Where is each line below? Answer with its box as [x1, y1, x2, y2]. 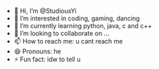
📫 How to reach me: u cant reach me [13, 37, 123, 45]
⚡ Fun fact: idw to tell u [13, 55, 81, 63]
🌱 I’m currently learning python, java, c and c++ [13, 22, 153, 30]
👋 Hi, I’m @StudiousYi [13, 7, 77, 15]
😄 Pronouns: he [13, 47, 61, 56]
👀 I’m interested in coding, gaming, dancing [13, 14, 140, 23]
